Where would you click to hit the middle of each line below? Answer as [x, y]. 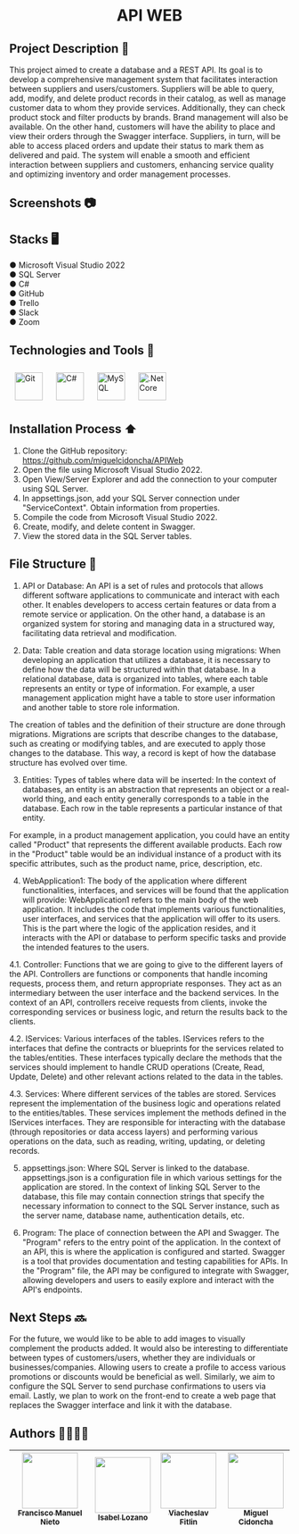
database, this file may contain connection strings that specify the [143, 1196]
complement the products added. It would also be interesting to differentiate [149, 1348]
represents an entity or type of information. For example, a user [138, 688]
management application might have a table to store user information [149, 698]
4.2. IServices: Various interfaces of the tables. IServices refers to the [137, 1038]
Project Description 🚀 [69, 49]
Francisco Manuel [50, 1513]
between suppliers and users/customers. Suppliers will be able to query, [142, 89]
